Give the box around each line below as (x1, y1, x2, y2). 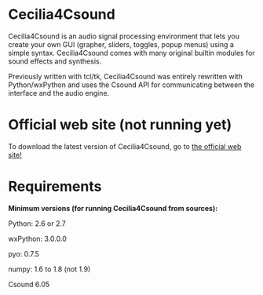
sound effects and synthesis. (8, 56, 102, 66)
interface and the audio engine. (8, 88, 110, 97)
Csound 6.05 (8, 279, 50, 289)
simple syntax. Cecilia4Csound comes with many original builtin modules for (8, 48, 255, 57)
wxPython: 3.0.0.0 (8, 234, 67, 243)
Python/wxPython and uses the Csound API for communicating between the (8, 80, 255, 89)
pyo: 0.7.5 (8, 249, 39, 258)
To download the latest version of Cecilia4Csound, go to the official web (8, 141, 242, 151)
